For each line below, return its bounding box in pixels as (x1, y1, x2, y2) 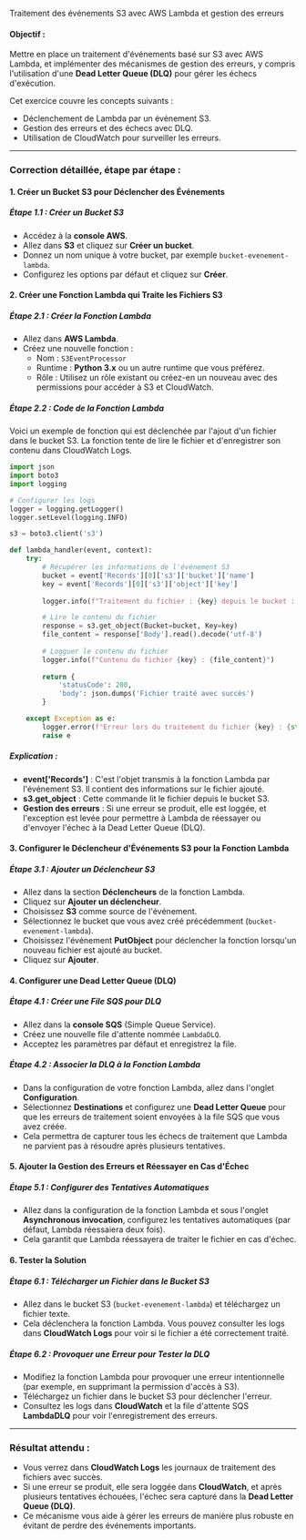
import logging (9, 479, 67, 488)
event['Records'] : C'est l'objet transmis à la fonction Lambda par (22, 773, 270, 784)
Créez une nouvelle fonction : (22, 343, 134, 354)
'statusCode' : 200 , (57, 680, 132, 690)
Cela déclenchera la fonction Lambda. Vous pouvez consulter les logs (22, 1318, 285, 1329)
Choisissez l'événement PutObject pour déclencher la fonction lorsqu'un (22, 935, 297, 946)
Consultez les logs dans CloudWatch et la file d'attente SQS (22, 1400, 249, 1411)
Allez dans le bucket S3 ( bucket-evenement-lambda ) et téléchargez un (22, 1298, 280, 1310)
